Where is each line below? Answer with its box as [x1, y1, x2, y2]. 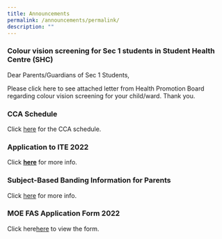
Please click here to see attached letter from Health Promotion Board [7, 84, 205, 93]
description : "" [7, 23, 54, 30]
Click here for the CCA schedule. [7, 125, 102, 133]
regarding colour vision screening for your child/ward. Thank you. [7, 91, 196, 100]
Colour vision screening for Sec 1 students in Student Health [7, 46, 215, 56]
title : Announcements [7, 10, 70, 17]
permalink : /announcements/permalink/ [7, 17, 120, 24]
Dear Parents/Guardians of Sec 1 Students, [7, 70, 130, 79]
